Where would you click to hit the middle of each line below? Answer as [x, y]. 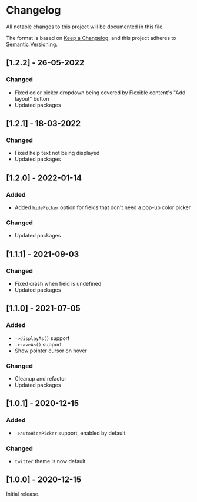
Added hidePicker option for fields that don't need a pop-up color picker [103, 207]
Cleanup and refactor [40, 378]
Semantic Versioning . [32, 44]
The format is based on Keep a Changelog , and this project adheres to [91, 38]
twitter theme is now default [50, 461]
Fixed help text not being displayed [57, 153]
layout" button [32, 98]
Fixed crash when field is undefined [58, 283]
